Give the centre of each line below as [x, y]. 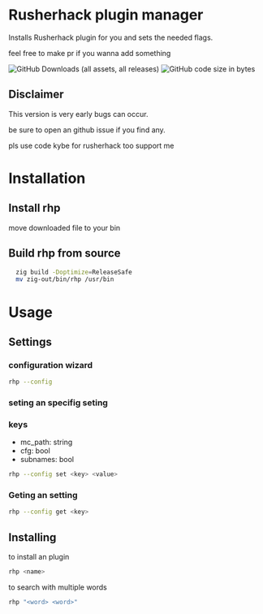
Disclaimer [36, 95]
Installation [47, 178]
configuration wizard [51, 365]
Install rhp [34, 208]
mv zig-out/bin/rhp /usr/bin [65, 279]
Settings [30, 342]
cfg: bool [35, 451]
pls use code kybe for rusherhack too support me [91, 145]
